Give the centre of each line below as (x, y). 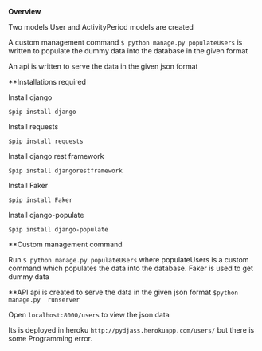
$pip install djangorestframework (66, 171)
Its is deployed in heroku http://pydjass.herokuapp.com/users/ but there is (131, 330)
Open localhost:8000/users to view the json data (89, 315)
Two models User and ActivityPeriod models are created (101, 27)
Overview (25, 12)
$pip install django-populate (59, 230)
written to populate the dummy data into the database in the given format (128, 51)
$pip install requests (46, 141)
